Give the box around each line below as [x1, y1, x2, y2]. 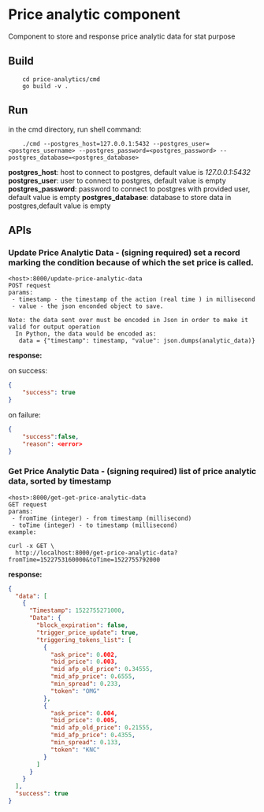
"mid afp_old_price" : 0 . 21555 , [50, 724, 154, 732]
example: [8, 528, 37, 536]
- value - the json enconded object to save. [11, 302, 164, 310]
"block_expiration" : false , [36, 621, 128, 629]
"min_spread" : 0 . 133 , [50, 739, 122, 747]
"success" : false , [22, 432, 80, 440]
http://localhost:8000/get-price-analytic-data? [15, 549, 178, 557]
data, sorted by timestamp [8, 476, 112, 487]
